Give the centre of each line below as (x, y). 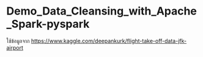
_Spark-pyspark (48, 24)
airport (15, 47)
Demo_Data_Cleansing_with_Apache (102, 11)
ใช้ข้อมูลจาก (18, 41)
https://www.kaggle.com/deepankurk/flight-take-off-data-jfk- (109, 41)
